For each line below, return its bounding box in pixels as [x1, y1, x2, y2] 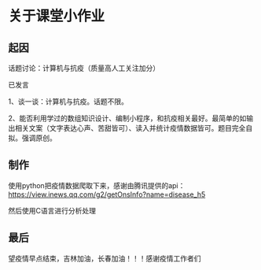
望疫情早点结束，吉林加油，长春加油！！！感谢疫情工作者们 [8, 253, 201, 263]
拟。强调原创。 [8, 133, 57, 142]
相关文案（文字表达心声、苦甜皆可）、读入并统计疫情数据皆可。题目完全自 [14, 124, 253, 132]
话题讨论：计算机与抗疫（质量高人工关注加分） [8, 64, 160, 72]
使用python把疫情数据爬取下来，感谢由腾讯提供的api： [8, 180, 186, 190]
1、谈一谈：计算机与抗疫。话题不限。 [8, 97, 128, 106]
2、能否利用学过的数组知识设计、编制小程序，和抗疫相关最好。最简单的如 [8, 113, 247, 123]
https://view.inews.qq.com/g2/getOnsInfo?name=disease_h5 [8, 190, 206, 199]
